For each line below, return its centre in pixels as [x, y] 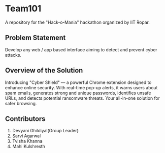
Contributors [25, 119]
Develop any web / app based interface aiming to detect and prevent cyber [81, 49]
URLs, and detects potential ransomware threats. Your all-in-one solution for [82, 98]
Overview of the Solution [44, 70]
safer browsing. [21, 103]
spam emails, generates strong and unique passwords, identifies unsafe [78, 93]
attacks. [13, 55]
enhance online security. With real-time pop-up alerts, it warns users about [81, 87]
